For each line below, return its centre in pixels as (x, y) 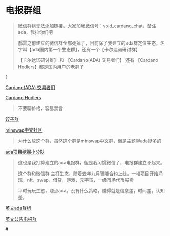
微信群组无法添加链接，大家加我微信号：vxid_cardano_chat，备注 (87, 26)
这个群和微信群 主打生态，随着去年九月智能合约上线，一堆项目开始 (88, 173)
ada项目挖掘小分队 (25, 152)
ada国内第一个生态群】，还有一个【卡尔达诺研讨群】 (86, 49)
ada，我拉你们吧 (35, 32)
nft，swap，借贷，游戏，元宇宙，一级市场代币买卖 (80, 180)
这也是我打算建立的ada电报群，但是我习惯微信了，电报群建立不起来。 (91, 162)
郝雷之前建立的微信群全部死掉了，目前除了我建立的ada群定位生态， (89, 43)
